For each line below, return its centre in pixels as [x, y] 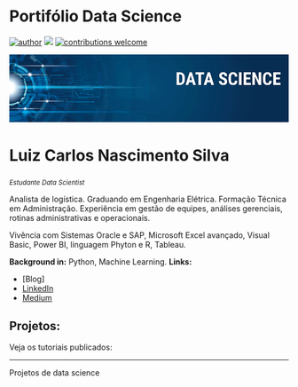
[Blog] [33, 279]
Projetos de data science [55, 372]
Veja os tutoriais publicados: [61, 347]
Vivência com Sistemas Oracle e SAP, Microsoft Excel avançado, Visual [140, 235]
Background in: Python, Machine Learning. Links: [101, 262]
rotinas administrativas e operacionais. [80, 218]
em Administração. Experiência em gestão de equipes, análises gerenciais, [146, 209]
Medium [37, 298]
